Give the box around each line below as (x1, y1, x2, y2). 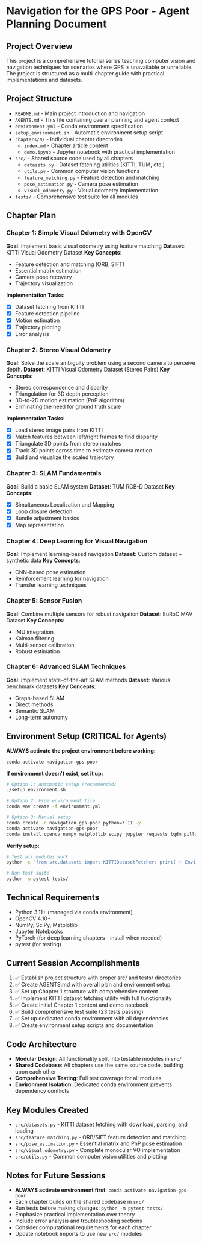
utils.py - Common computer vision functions (23, 167, 140, 174)
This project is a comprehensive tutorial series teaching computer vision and (6, 57, 196, 64)
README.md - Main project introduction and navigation (14, 110, 145, 117)
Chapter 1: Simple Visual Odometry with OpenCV (6, 229, 152, 237)
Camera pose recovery (14, 273, 72, 280)
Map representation (14, 521, 64, 528)
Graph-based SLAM (14, 694, 65, 701)
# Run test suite (6, 870, 50, 876)
